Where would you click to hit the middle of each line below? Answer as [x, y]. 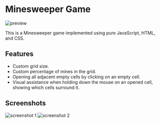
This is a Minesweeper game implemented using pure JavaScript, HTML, [80, 33]
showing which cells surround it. [46, 87]
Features [19, 54]
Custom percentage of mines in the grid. [54, 71]
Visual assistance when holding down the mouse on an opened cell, [83, 82]
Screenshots [26, 103]
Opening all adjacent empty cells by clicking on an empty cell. [76, 77]
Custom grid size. [31, 66]
